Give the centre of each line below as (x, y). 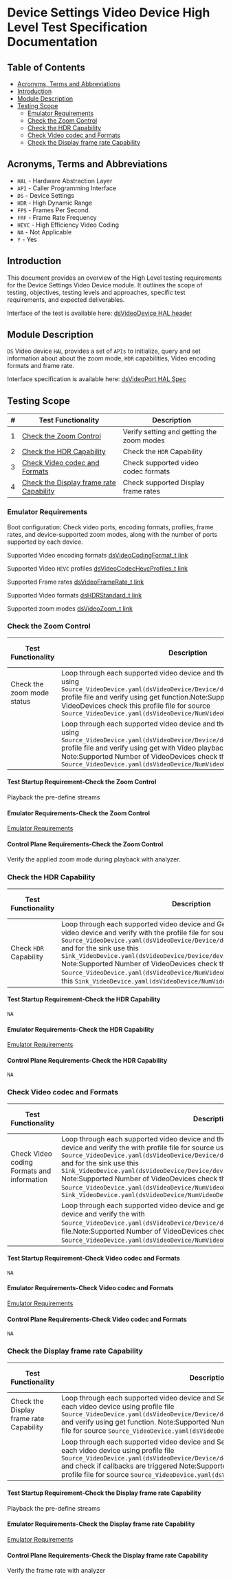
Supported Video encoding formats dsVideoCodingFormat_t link (98, 555)
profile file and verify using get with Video (129, 748)
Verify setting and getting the (170, 432)
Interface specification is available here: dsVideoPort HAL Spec (97, 379)
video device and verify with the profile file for (135, 932)
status (21, 701)
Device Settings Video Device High (109, 13)
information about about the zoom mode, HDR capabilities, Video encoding (112, 358)
